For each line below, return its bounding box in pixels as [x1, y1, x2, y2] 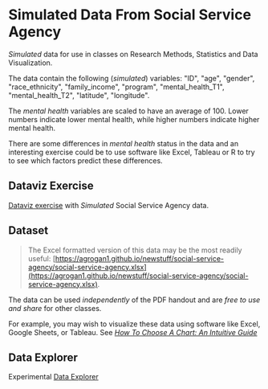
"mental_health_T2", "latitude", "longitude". [8, 90, 150, 100]
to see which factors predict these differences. [8, 155, 163, 166]
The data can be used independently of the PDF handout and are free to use [8, 295, 261, 305]
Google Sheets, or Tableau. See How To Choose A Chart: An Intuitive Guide [8, 327, 258, 337]
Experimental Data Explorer [8, 372, 99, 382]
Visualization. [8, 58, 53, 68]
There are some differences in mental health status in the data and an [8, 138, 239, 148]
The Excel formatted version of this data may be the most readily [27, 245, 242, 255]
